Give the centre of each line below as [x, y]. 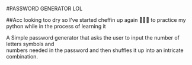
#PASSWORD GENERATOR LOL [44, 9]
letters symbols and [30, 44]
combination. [22, 56]
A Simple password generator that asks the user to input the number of [93, 38]
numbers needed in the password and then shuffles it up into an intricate [95, 50]
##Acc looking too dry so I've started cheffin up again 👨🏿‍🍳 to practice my [96, 20]
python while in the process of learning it [56, 26]
